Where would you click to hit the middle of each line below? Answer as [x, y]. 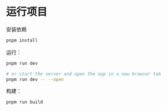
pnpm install [22, 40]
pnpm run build [25, 102]
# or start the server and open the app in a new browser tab [83, 74]
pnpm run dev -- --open [35, 79]
